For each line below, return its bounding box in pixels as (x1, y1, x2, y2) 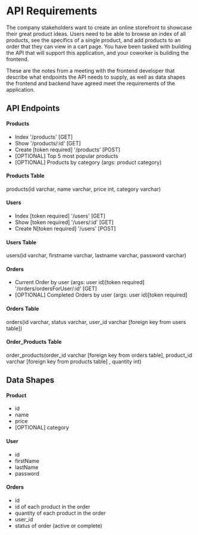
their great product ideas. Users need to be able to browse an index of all (6, 30, 186, 37)
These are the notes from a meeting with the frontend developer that (6, 67, 175, 74)
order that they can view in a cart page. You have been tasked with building (6, 43, 192, 50)
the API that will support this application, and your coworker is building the (6, 49, 189, 56)
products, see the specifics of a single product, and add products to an (6, 36, 181, 43)
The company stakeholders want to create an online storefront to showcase (6, 24, 193, 31)
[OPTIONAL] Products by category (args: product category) (14, 158, 162, 166)
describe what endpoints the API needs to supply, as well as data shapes (6, 73, 186, 80)
